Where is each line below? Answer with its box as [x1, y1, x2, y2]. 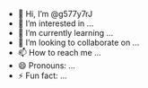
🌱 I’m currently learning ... [17, 28, 114, 38]
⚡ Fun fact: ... [17, 70, 67, 81]
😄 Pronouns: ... [17, 60, 76, 71]
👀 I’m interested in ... [17, 18, 94, 29]
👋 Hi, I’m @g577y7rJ [17, 9, 93, 19]
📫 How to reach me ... [17, 48, 101, 57]
